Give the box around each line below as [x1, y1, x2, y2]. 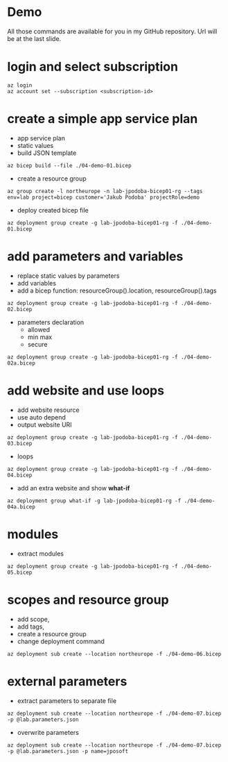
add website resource [17, 406, 80, 414]
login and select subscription [7, 59, 179, 75]
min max [27, 333, 53, 341]
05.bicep [7, 569, 33, 576]
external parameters [7, 673, 128, 689]
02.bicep [7, 306, 33, 313]
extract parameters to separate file [17, 696, 116, 705]
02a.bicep [7, 359, 36, 367]
